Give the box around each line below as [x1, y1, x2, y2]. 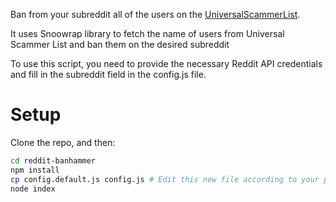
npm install [10, 165, 60, 175]
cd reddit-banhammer [10, 155, 97, 166]
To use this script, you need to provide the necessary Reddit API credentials [10, 58, 323, 69]
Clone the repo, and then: [10, 136, 116, 148]
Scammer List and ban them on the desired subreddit [10, 39, 230, 50]
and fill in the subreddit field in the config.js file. [10, 69, 207, 80]
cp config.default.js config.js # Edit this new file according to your [10, 174, 320, 184]
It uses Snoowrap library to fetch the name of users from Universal [10, 28, 285, 39]
